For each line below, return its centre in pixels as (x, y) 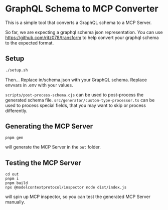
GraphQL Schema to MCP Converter (82, 9)
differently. (16, 110)
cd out (12, 174)
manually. (15, 202)
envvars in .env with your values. (39, 85)
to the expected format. (30, 42)
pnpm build (17, 183)
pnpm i (12, 179)
